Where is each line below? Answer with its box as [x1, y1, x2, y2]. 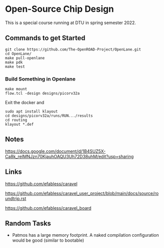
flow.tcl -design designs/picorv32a [5, 91, 80, 96]
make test [5, 64, 25, 69]
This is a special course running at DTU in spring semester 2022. [5, 20, 136, 26]
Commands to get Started [5, 34, 86, 42]
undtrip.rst [5, 195, 26, 201]
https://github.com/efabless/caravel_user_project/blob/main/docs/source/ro [5, 190, 159, 196]
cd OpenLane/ [5, 51, 32, 56]
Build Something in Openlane [5, 75, 76, 82]
